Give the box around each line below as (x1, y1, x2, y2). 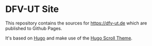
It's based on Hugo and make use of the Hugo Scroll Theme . (5, 35, 133, 41)
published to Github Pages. (5, 25, 62, 31)
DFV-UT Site (5, 3, 59, 15)
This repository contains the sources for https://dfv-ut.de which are (5, 20, 147, 26)
